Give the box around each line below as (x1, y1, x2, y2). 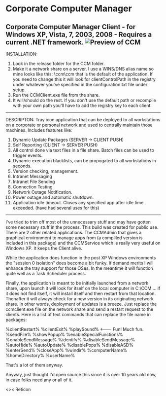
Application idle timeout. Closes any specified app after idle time (12, 200, 144, 205)
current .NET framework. (5, 38, 84, 46)
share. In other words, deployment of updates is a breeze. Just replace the (5, 301, 157, 307)
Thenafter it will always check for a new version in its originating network (5, 296, 154, 301)
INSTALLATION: (5, 51, 38, 57)
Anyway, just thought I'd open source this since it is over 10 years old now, (5, 372, 157, 377)
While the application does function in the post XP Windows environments (5, 255, 156, 260)
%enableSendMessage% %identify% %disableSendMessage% (5, 337, 135, 343)
